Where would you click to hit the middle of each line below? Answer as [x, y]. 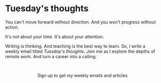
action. [12, 27]
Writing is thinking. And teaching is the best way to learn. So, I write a [75, 46]
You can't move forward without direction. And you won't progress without [80, 22]
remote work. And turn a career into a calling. [51, 56]
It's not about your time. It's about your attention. [54, 37]
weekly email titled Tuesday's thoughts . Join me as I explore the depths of [80, 51]
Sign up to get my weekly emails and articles [82, 75]
